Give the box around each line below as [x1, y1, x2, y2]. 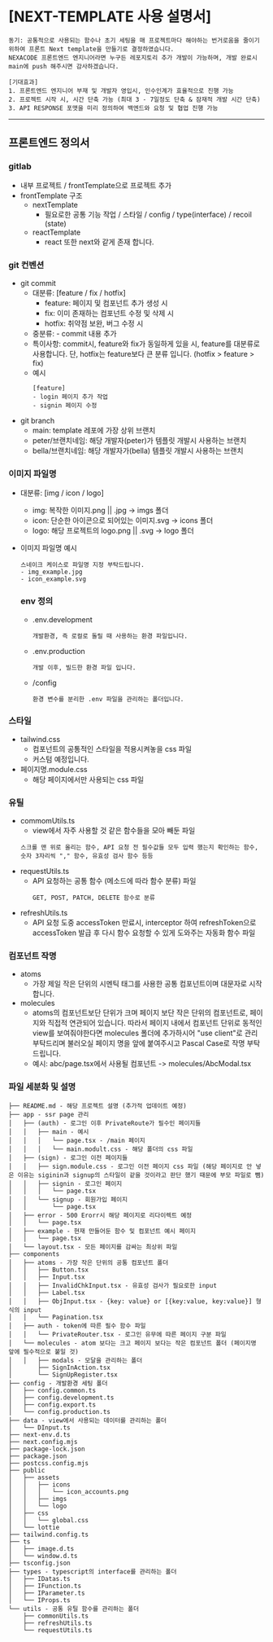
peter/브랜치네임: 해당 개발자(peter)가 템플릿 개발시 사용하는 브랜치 [32, 435, 247, 445]
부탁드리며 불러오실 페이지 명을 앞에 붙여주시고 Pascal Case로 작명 [32, 1038, 245, 1048]
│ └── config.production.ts [8, 1407, 111, 1416]
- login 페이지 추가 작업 [32, 393, 108, 401]
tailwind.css [19, 734, 61, 744]
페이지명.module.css [19, 764, 88, 774]
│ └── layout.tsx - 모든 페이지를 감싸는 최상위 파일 [8, 1243, 178, 1251]
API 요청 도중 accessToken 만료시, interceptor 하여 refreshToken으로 [32, 918, 257, 928]
